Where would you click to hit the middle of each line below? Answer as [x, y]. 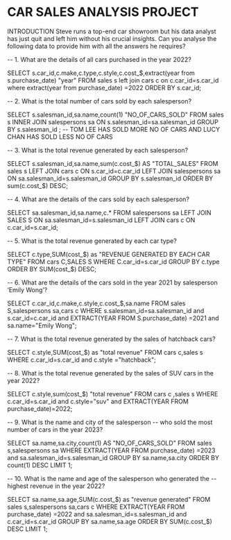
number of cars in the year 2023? [55, 429]
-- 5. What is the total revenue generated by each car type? [92, 241]
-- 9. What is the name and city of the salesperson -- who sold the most [110, 422]
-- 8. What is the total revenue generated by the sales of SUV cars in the [110, 373]
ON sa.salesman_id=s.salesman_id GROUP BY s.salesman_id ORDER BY [110, 178]
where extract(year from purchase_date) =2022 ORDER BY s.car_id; [104, 87]
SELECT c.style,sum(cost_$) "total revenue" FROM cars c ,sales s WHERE [113, 394]
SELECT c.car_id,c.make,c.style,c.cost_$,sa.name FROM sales [96, 303]
